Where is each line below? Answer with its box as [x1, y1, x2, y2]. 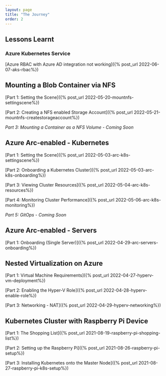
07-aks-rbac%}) [5, 67, 39, 73]
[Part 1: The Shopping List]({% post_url [5, 330, 85, 336]
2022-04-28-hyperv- [103, 287, 148, 293]
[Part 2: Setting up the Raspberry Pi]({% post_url [5, 345, 105, 351]
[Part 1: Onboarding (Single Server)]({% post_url [5, 239, 104, 245]
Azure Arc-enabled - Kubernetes [5, 139, 109, 147]
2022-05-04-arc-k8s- [104, 182, 151, 188]
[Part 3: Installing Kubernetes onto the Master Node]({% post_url [5, 360, 138, 366]
